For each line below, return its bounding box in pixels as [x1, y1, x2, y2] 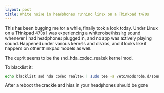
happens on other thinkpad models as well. [5, 46, 92, 51]
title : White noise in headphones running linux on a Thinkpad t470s [5, 12, 150, 16]
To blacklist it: [5, 64, 33, 70]
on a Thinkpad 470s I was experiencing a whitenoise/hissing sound [5, 30, 141, 36]
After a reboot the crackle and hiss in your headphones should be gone [5, 82, 148, 88]
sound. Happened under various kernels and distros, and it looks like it [5, 40, 147, 46]
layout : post [5, 7, 32, 12]
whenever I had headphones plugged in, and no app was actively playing [5, 35, 152, 41]
